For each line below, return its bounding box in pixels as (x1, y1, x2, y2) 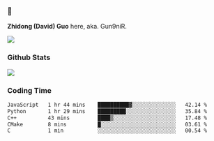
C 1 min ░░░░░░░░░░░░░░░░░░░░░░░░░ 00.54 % (7, 127, 208, 135)
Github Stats (7, 52, 51, 62)
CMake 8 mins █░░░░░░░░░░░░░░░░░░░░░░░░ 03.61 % (7, 121, 208, 128)
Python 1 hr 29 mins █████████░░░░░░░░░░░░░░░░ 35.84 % (7, 107, 208, 114)
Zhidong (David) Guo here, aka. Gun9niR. (7, 22, 128, 31)
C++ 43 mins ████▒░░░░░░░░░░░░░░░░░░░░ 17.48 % (7, 114, 208, 121)
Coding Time (7, 85, 52, 95)
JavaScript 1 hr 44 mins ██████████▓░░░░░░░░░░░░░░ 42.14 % (7, 101, 208, 108)
